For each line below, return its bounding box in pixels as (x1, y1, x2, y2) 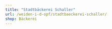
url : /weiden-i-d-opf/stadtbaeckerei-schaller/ (5, 12, 107, 17)
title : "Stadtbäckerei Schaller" (5, 7, 76, 12)
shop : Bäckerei (5, 16, 37, 21)
